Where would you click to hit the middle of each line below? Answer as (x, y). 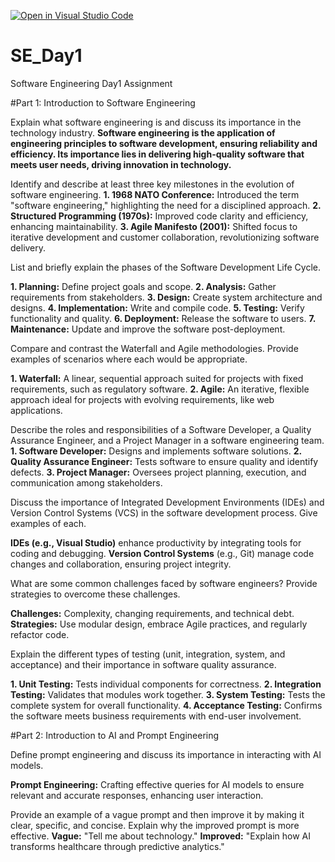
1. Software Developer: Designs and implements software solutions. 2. (156, 451)
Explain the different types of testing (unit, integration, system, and (148, 654)
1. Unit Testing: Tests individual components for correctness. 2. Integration (166, 684)
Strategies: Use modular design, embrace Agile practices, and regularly (159, 624)
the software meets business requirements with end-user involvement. (156, 716)
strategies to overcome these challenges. (95, 594)
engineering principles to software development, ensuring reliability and (164, 143)
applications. (36, 410)
